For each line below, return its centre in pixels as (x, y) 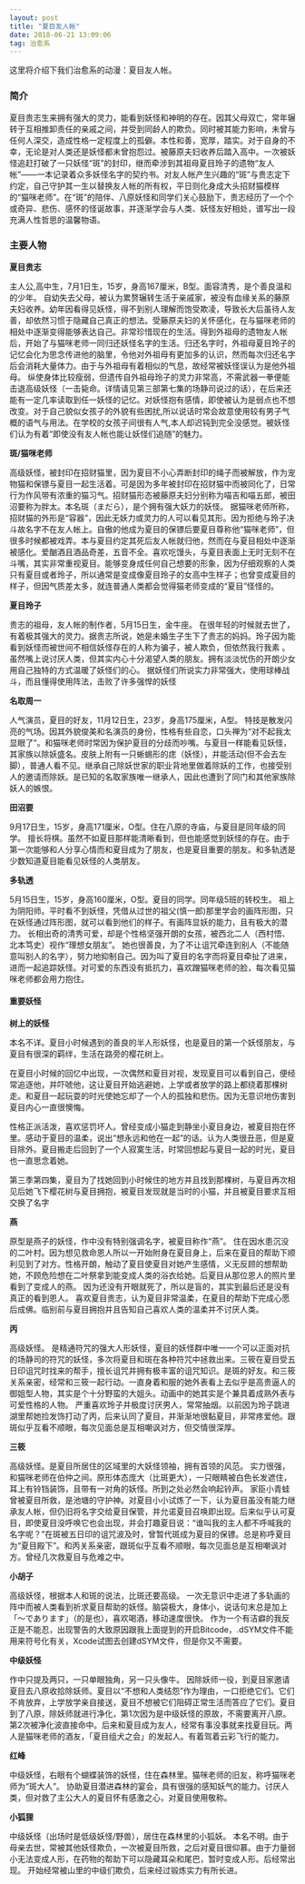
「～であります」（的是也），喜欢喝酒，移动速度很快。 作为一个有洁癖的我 (146, 1619)
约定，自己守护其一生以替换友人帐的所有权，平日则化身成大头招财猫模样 (144, 185)
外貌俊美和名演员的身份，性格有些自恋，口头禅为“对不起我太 (178, 731)
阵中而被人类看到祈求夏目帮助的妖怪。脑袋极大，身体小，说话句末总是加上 (148, 1607)
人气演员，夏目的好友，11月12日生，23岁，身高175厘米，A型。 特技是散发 (147, 719)
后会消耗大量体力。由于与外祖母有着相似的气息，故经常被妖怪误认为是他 (144, 365)
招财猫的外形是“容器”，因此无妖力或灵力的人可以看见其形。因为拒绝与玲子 (148, 518)
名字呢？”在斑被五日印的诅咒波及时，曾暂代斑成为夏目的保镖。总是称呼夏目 (151, 1534)
